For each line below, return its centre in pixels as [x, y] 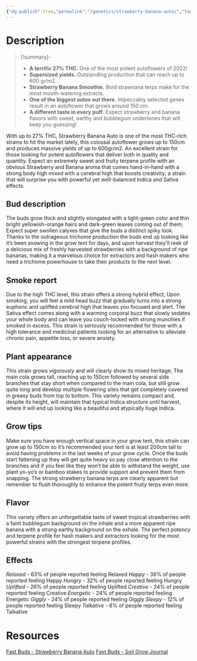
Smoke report [32, 280]
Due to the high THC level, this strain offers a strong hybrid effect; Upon [93, 295]
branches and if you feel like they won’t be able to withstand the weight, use [98, 466]
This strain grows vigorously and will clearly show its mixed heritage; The [95, 371]
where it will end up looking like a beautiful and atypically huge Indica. [91, 408]
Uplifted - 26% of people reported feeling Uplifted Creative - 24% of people [98, 587]
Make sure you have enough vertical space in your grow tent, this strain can [98, 440]
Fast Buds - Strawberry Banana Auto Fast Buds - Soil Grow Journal [87, 652]
